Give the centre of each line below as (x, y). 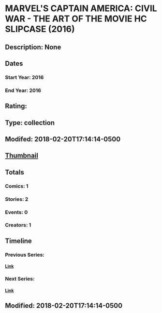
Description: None (33, 47)
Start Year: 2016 (24, 77)
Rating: (16, 106)
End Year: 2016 (23, 90)
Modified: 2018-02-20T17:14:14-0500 (64, 306)
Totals (15, 172)
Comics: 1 (17, 186)
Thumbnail (22, 156)
